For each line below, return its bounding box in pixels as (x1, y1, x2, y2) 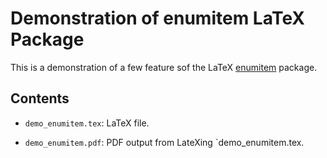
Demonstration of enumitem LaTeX (10, 7, 305, 30)
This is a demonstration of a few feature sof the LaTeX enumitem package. (10, 61, 318, 73)
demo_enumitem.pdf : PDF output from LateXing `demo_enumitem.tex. (24, 136, 305, 148)
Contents (10, 90, 70, 107)
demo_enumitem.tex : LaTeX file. (24, 117, 150, 129)
